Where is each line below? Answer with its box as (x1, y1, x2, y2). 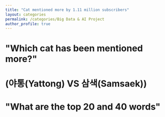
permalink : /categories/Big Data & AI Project (5, 16, 105, 21)
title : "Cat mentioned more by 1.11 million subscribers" (5, 7, 129, 12)
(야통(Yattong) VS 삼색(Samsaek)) (5, 78, 147, 89)
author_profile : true (5, 21, 51, 26)
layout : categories (5, 12, 46, 17)
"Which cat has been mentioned (5, 43, 143, 54)
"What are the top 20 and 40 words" (5, 101, 161, 112)
